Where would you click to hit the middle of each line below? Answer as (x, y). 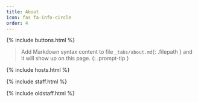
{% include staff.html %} (37, 81)
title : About (23, 12)
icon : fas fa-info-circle (39, 18)
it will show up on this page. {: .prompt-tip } (75, 59)
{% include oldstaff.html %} (41, 94)
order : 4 (17, 23)
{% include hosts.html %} (38, 70)
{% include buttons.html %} (41, 40)
